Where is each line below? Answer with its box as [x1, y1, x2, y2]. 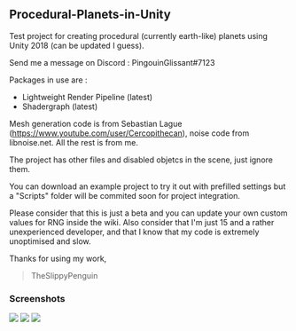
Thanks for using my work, [9, 253, 107, 264]
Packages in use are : [9, 75, 88, 85]
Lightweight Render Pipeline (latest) [21, 91, 153, 102]
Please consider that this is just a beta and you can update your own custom [9, 208, 288, 218]
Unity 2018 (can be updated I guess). [9, 40, 144, 51]
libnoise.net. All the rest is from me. [9, 137, 139, 147]
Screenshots [9, 292, 66, 304]
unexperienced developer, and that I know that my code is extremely [9, 226, 260, 237]
